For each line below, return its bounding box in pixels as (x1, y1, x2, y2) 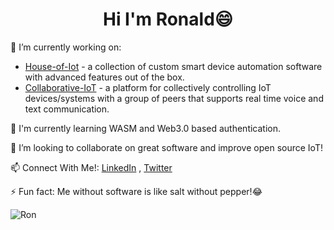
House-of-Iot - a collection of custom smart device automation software (24, 60, 323, 72)
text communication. (24, 103, 110, 115)
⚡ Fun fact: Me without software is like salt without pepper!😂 (10, 185, 263, 197)
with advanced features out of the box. (24, 71, 185, 83)
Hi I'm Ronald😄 (102, 8, 233, 31)
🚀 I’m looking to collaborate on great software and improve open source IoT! (10, 141, 323, 153)
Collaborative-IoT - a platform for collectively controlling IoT (24, 81, 272, 93)
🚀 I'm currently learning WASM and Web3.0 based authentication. (10, 122, 282, 134)
